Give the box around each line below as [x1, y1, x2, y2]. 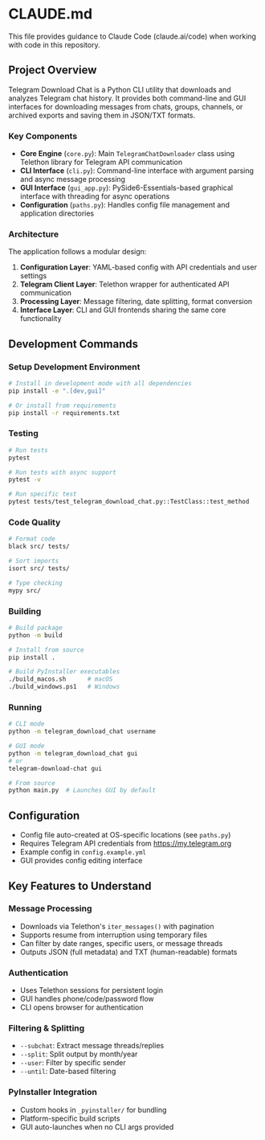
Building [8, 605, 42, 616]
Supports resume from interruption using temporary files [19, 930, 207, 940]
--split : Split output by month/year [19, 1049, 138, 1059]
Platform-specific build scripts [19, 1113, 120, 1123]
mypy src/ [8, 586, 42, 595]
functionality [19, 314, 62, 323]
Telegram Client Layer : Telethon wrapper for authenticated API [19, 279, 230, 290]
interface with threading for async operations [19, 191, 170, 201]
